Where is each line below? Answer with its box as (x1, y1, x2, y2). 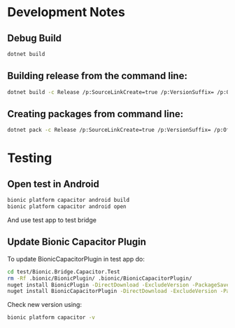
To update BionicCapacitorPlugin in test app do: (7, 254, 145, 263)
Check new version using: (7, 301, 83, 309)
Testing (7, 150, 52, 166)
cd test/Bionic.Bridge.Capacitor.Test (7, 268, 120, 275)
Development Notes (7, 4, 126, 20)
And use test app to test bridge (7, 216, 97, 224)
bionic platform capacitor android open (7, 203, 127, 210)
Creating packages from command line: (7, 108, 184, 120)
